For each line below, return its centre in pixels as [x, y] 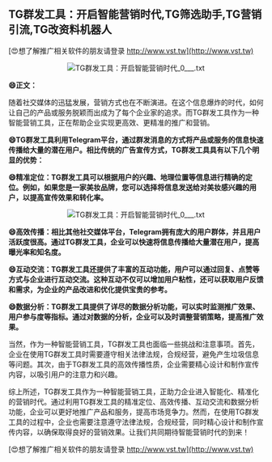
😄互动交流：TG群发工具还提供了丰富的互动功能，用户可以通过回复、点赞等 [134, 269]
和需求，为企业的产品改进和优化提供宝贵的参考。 [90, 289]
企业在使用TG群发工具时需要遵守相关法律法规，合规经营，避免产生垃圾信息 [134, 354]
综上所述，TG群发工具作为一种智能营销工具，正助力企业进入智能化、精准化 [134, 392]
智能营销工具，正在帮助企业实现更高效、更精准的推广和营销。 [111, 122]
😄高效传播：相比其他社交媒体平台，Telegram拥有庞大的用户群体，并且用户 [135, 231]
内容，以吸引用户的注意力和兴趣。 [65, 374]
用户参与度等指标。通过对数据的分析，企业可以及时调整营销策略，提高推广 [132, 316]
